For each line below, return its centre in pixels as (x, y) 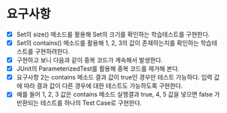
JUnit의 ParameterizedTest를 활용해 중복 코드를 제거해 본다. (98, 68)
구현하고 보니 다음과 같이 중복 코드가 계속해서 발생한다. (89, 60)
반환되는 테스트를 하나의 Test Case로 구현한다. (79, 103)
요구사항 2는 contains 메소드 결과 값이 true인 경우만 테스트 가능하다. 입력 (115, 77)
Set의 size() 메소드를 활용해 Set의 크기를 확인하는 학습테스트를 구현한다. (113, 34)
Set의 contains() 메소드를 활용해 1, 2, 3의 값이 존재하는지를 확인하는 (108, 43)
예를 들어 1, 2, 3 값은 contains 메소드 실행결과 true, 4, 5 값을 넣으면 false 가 (118, 95)
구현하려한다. (52, 51)
